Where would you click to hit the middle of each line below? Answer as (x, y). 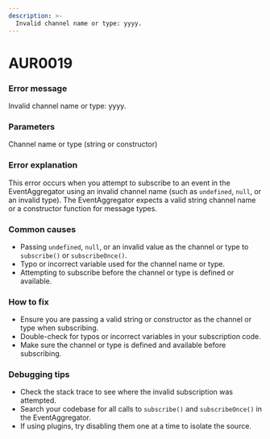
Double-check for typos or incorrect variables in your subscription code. (141, 337)
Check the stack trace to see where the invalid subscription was (127, 392)
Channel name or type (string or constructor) (83, 144)
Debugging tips (39, 375)
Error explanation (43, 165)
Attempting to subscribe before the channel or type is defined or (127, 272)
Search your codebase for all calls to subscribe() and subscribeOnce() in (141, 409)
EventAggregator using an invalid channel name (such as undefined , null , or (135, 191)
